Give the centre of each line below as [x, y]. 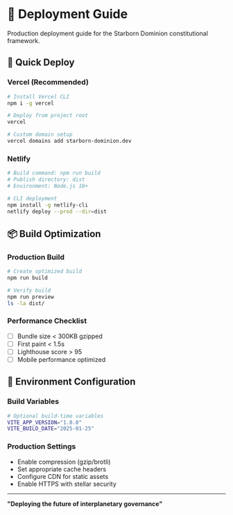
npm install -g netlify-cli [48, 205]
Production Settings [42, 446]
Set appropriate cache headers [61, 469]
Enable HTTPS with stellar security [67, 484]
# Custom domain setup [40, 134]
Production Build [36, 257]
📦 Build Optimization [54, 234]
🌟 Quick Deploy [41, 63]
